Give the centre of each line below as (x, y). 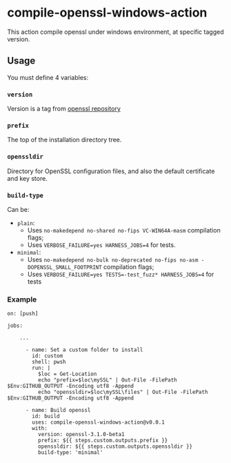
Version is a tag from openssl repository (64, 109)
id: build (46, 416)
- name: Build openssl (58, 411)
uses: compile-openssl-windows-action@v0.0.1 (99, 422)
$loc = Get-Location (67, 374)
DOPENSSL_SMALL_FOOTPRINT (64, 267)
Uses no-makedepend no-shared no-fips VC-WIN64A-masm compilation (124, 230)
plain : (26, 223)
